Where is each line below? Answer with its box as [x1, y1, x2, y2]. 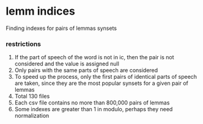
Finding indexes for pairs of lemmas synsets [6, 24, 117, 32]
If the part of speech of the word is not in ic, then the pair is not [14, 54, 175, 61]
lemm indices [6, 4, 76, 18]
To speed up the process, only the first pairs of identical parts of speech [14, 73, 197, 81]
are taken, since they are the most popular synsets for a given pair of [14, 79, 189, 87]
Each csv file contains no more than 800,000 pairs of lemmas [14, 99, 170, 106]
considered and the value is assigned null [14, 60, 120, 68]
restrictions [6, 40, 41, 48]
